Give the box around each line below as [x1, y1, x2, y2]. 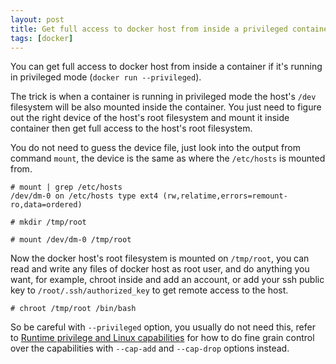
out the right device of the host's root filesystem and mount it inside [10, 112, 290, 124]
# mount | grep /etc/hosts [10, 182, 123, 193]
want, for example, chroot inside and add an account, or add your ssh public [10, 274, 325, 286]
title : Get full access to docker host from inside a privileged [10, 24, 288, 34]
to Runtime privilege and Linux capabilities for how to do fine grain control [10, 332, 315, 344]
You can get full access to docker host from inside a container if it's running [10, 61, 323, 73]
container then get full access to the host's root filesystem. [10, 122, 253, 135]
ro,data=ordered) [10, 200, 83, 210]
